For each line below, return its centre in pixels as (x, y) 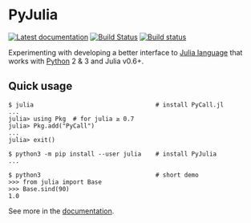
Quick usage (40, 86)
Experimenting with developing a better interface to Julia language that (125, 52)
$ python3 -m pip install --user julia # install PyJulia (113, 154)
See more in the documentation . (61, 211)
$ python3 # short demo (103, 175)
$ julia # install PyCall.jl (116, 105)
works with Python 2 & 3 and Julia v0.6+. (76, 61)
